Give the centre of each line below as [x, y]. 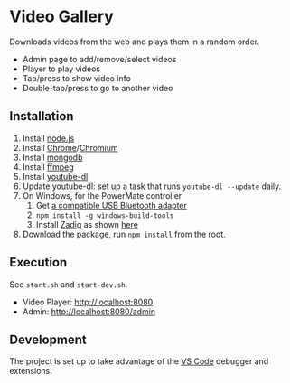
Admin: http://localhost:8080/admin [89, 311]
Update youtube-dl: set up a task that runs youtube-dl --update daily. [152, 186]
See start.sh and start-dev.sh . [69, 284]
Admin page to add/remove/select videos [99, 59]
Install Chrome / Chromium [70, 147]
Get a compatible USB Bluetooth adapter [112, 205]
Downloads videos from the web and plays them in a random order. [135, 42]
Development [48, 339]
